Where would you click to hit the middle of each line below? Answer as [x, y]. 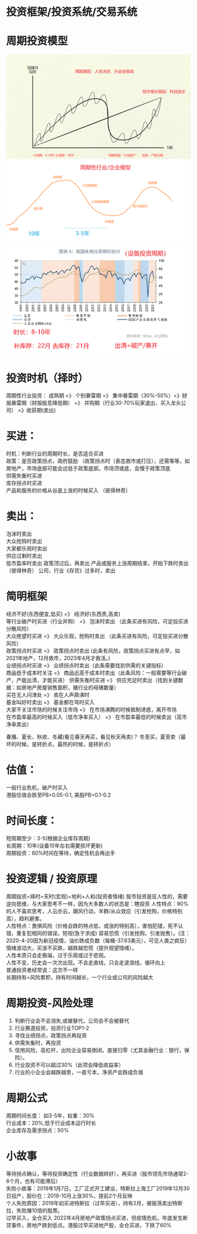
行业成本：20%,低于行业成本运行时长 [51, 1123]
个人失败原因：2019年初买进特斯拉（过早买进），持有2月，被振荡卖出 [89, 1203]
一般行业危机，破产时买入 [37, 788]
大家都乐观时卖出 [27, 548]
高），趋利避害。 [26, 918]
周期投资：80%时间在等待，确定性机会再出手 [61, 853]
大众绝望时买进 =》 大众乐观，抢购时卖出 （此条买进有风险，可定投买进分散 [97, 636]
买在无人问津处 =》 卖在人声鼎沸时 [48, 695]
